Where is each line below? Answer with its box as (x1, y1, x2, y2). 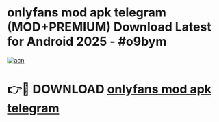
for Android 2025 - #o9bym (7, 34, 167, 49)
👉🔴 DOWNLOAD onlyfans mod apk (7, 82, 212, 97)
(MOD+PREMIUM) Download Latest (7, 19, 212, 35)
